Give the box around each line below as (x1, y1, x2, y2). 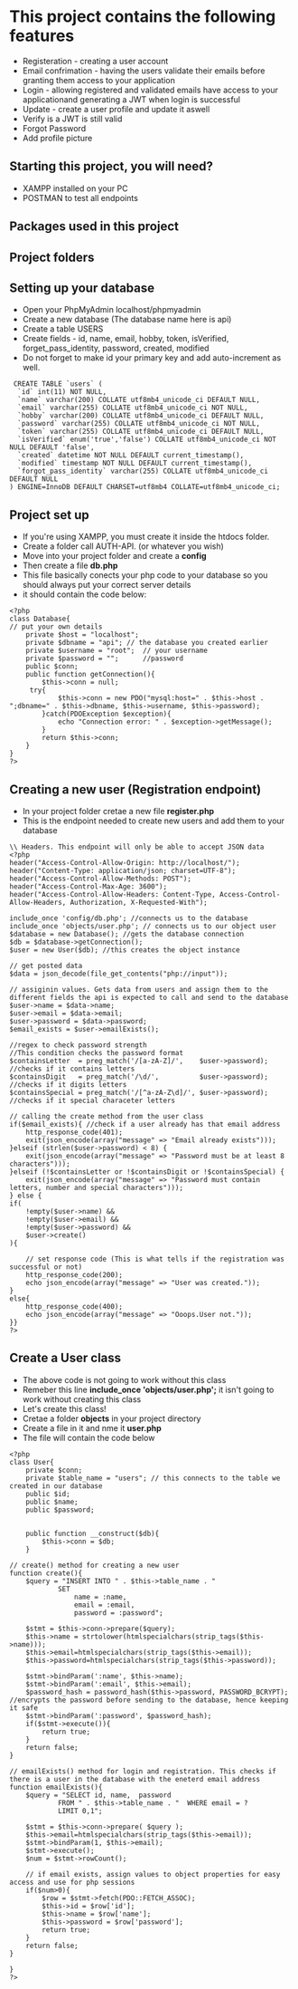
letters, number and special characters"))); (9, 1183, 183, 1192)
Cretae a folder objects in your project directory (22, 1413, 201, 1424)
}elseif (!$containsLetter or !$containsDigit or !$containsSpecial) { (9, 1167, 284, 1177)
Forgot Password (22, 122, 87, 133)
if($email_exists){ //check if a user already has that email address (9, 1119, 281, 1129)
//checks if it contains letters (9, 1064, 135, 1073)
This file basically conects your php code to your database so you (22, 570, 268, 581)
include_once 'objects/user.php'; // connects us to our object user (9, 921, 277, 930)
